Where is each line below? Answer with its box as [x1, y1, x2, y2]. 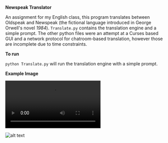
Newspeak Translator [5, 5, 52, 10]
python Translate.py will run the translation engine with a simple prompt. [5, 61, 158, 66]
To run [5, 51, 19, 57]
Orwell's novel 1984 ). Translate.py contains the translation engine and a [5, 25, 156, 31]
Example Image [5, 70, 39, 77]
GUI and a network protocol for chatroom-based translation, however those [5, 35, 163, 42]
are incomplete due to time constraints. [5, 41, 87, 47]
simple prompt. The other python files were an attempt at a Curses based [5, 30, 159, 36]
